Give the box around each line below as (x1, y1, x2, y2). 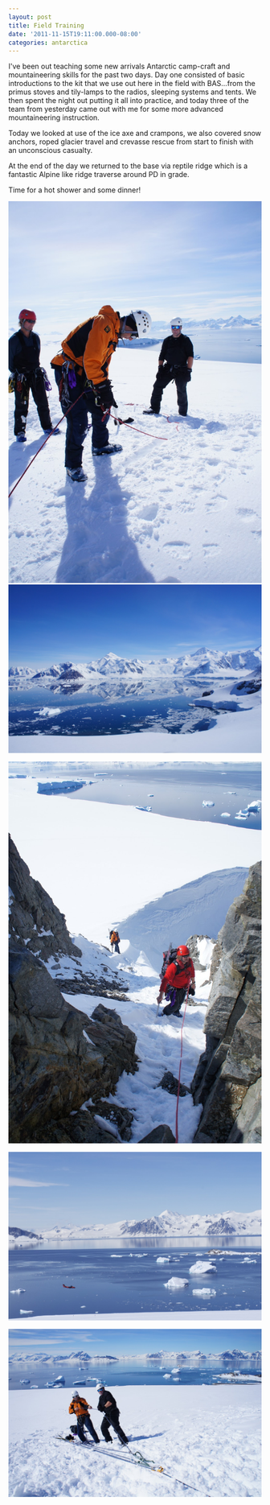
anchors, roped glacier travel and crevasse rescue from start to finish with (8, 137, 254, 146)
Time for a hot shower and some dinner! (8, 185, 141, 195)
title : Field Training (8, 21, 84, 30)
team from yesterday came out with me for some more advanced (8, 105, 223, 114)
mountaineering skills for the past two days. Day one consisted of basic (8, 70, 245, 80)
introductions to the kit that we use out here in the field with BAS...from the (8, 79, 256, 89)
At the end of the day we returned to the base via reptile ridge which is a (8, 161, 248, 171)
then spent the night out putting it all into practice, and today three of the (8, 96, 249, 105)
